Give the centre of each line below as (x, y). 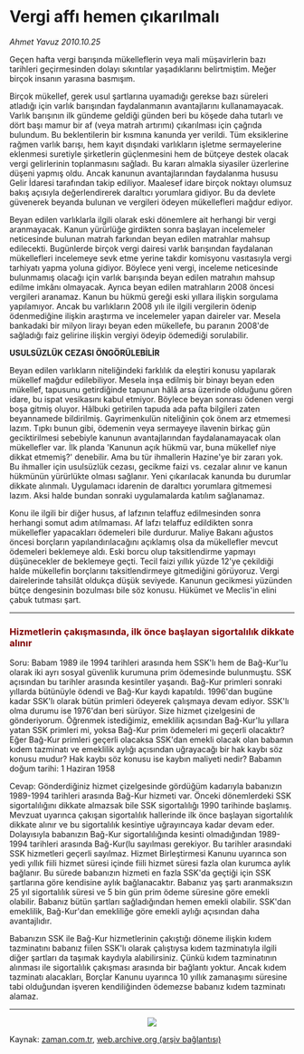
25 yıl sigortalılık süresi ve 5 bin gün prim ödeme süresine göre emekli (139, 892)
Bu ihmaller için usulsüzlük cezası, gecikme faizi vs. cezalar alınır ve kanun (148, 466)
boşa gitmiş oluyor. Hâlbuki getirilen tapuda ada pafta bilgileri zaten (135, 409)
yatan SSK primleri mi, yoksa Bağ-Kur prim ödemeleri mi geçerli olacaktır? (147, 730)
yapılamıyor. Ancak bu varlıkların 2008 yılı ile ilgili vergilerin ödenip (133, 306)
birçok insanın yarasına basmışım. (72, 78)
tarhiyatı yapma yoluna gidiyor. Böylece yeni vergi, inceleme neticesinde (144, 267)
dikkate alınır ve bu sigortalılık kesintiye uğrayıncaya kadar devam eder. (142, 825)
